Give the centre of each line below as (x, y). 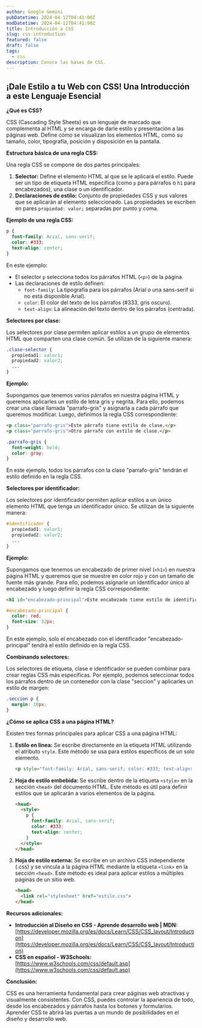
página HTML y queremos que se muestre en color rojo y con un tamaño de (100, 575)
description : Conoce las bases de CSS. (56, 62)
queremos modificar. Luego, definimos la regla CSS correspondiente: (92, 415)
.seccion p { (23, 699)
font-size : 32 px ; (33, 622)
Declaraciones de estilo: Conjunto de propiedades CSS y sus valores (101, 196)
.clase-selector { (29, 349)
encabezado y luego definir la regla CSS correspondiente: (78, 589)
